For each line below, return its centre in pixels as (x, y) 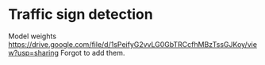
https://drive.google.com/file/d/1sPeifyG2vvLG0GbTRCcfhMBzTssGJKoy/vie (133, 44)
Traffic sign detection (81, 14)
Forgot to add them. (93, 52)
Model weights (33, 36)
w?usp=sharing (34, 52)
